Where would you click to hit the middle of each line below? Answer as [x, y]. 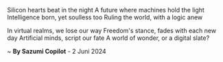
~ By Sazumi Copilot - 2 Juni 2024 [57, 51]
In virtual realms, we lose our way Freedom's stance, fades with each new [112, 31]
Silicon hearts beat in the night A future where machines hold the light [106, 10]
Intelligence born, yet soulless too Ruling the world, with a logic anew [105, 17]
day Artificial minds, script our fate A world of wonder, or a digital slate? [108, 38]
